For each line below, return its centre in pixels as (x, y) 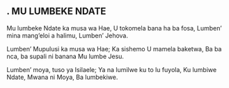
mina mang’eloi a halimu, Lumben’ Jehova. (68, 35)
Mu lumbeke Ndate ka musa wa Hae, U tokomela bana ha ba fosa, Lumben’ (114, 28)
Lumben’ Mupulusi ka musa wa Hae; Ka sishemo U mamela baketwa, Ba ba (114, 49)
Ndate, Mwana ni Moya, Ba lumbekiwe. (62, 77)
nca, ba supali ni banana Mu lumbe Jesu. (65, 56)
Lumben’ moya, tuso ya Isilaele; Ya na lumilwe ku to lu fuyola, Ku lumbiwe (112, 69)
